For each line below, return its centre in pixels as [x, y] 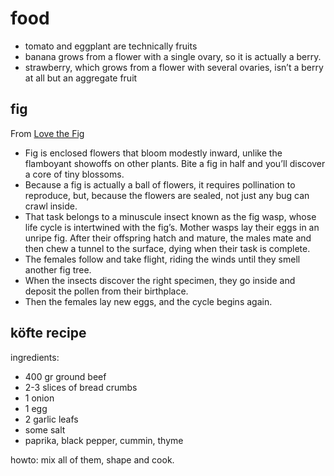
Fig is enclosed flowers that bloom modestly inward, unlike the [153, 153]
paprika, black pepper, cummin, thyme [104, 440]
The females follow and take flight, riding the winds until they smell [162, 259]
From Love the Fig [47, 133]
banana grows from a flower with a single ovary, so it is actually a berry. [173, 56]
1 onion [39, 398]
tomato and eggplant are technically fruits [111, 46]
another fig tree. [58, 269]
